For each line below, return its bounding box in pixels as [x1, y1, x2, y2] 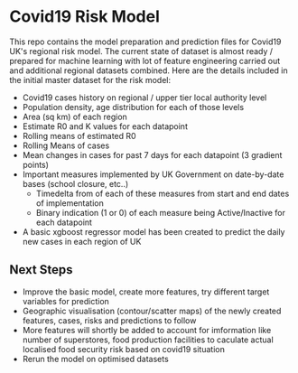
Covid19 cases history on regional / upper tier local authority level [22, 92, 267, 103]
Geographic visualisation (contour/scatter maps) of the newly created [22, 305, 282, 316]
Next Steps [9, 262, 73, 277]
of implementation [35, 197, 104, 209]
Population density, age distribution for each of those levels [22, 101, 245, 112]
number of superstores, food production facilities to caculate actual [22, 334, 274, 345]
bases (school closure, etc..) [22, 178, 129, 189]
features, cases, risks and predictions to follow [22, 314, 197, 326]
